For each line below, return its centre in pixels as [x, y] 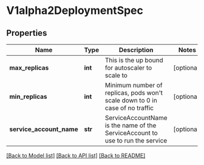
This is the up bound [134, 60]
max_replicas [29, 68]
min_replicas [28, 96]
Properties [27, 33]
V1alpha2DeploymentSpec [75, 11]
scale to [116, 75]
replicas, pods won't [134, 93]
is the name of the [131, 125]
